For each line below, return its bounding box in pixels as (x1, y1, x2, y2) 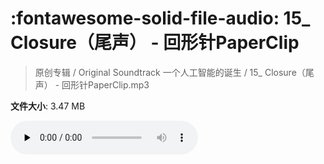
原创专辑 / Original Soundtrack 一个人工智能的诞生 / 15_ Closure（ (34, 66, 306, 78)
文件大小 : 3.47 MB (10, 100, 86, 112)
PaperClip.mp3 (88, 78, 150, 91)
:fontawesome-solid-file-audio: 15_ (10, 7, 311, 30)
